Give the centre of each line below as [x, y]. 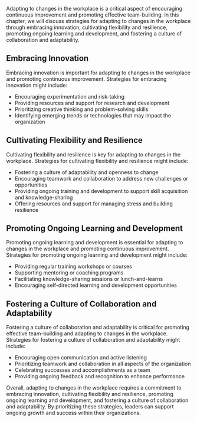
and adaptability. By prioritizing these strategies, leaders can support [90, 407]
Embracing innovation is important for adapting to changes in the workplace [98, 73]
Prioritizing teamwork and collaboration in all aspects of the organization [103, 364]
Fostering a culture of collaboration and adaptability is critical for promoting [98, 328]
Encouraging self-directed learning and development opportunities [96, 285]
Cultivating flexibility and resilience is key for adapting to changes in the [93, 154]
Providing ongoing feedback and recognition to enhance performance [99, 377]
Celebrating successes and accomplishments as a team [82, 370]
